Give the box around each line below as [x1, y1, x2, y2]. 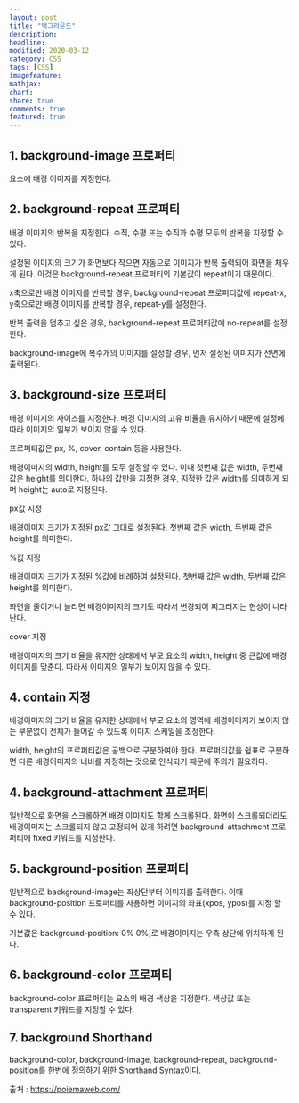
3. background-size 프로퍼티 [9, 387, 166, 402]
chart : [9, 87, 34, 96]
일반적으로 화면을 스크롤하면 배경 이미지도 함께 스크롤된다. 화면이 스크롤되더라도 [9, 811, 287, 821]
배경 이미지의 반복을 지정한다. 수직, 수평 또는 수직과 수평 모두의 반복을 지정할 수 [9, 226, 285, 237]
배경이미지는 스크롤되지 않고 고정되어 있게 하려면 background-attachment [9, 821, 270, 832]
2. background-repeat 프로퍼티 [9, 202, 181, 217]
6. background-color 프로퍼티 [9, 967, 173, 983]
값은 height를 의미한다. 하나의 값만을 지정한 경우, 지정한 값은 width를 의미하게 [9, 473, 280, 483]
